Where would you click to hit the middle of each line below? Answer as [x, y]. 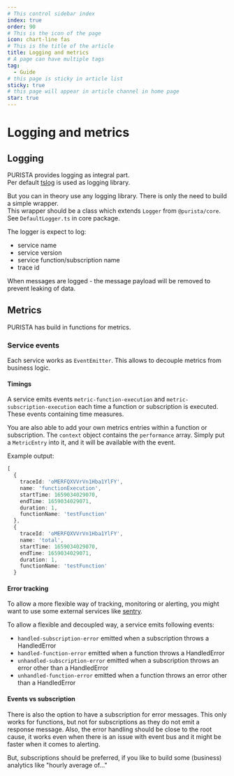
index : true [24, 20]
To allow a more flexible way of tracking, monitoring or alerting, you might [113, 604]
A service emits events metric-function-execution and [86, 399]
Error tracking [28, 588]
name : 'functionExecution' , [60, 488]
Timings [20, 384]
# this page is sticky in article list [65, 79]
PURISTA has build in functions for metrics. [69, 327]
